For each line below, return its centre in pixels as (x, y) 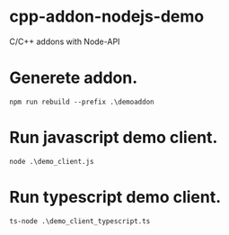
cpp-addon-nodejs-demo (107, 17)
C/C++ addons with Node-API (65, 41)
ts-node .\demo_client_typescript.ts (80, 221)
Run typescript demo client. (115, 197)
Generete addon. (74, 78)
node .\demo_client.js (52, 161)
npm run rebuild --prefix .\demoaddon (82, 102)
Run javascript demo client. (114, 138)
